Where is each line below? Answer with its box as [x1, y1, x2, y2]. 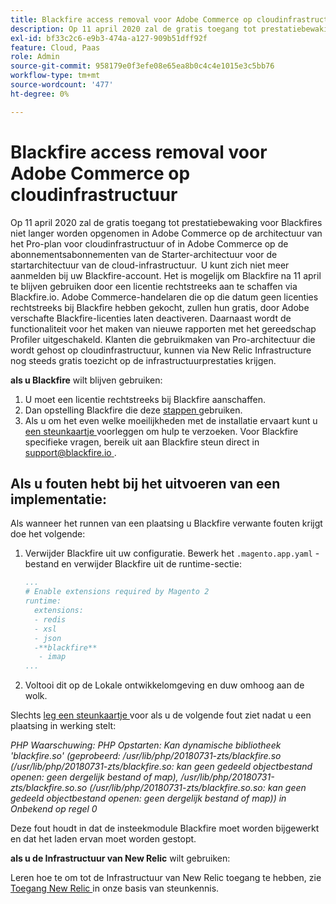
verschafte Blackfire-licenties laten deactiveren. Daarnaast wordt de [10, 312, 292, 324]
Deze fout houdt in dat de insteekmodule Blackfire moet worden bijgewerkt [10, 822, 320, 835]
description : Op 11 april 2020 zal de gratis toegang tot [10, 24, 257, 34]
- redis [34, 614, 67, 625]
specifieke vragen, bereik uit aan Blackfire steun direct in [24, 436, 260, 448]
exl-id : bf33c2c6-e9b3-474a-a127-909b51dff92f [10, 33, 208, 43]
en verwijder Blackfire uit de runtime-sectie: [61, 558, 242, 570]
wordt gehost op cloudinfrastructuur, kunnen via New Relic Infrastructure [10, 344, 312, 356]
